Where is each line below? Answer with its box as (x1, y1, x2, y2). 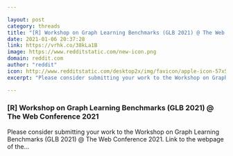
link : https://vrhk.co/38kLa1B (7, 42, 98, 49)
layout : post (7, 16, 45, 23)
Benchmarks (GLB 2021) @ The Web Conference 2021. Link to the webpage (7, 135, 224, 143)
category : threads (7, 22, 60, 30)
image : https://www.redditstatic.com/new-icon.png (7, 49, 157, 55)
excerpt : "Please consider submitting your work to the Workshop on (7, 74, 209, 81)
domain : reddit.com (7, 55, 64, 62)
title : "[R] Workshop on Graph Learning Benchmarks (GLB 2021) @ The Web (7, 29, 225, 36)
